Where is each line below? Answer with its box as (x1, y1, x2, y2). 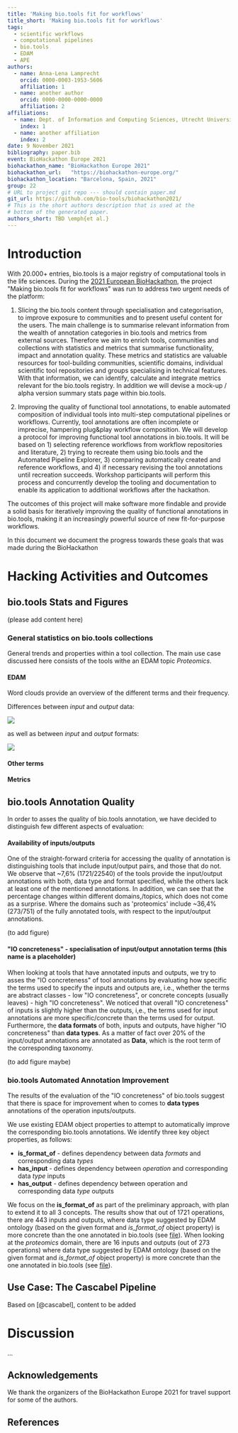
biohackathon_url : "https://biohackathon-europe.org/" (7, 168, 179, 176)
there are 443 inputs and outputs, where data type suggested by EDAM (7, 1216, 216, 1224)
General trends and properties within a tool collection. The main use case (7, 649, 221, 657)
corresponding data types (17, 1156, 93, 1165)
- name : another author (13, 90, 84, 97)
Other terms (7, 759, 44, 767)
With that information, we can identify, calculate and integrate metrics (17, 374, 222, 382)
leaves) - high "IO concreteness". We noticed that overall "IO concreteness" (7, 998, 229, 1007)
